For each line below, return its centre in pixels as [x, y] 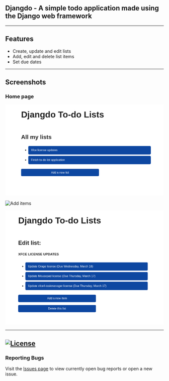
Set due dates [27, 62]
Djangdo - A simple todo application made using [82, 8]
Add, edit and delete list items [43, 56]
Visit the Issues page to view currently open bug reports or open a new [79, 369]
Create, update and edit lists [42, 51]
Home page [20, 96]
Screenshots [26, 82]
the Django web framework [49, 16]
